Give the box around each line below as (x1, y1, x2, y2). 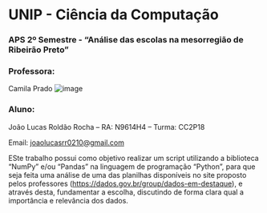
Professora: (8, 66, 55, 77)
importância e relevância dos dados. (8, 195, 128, 205)
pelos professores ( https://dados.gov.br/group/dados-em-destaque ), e (8, 179, 243, 188)
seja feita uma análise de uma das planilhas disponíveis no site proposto (8, 170, 247, 179)
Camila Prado (8, 84, 53, 94)
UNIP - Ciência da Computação (8, 6, 219, 24)
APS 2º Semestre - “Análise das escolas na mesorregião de (8, 34, 244, 46)
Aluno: (8, 104, 35, 115)
